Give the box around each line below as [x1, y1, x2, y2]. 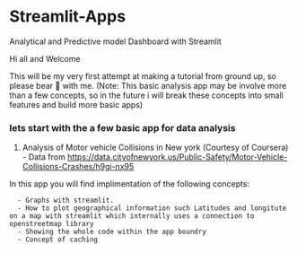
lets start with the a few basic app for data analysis [9, 121, 236, 134]
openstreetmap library [9, 220, 94, 229]
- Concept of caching [17, 235, 99, 244]
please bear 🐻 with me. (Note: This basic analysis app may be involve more [9, 80, 287, 91]
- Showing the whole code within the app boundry [17, 227, 206, 237]
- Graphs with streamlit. [17, 196, 115, 205]
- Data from [22, 152, 66, 162]
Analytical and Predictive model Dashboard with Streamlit [9, 36, 222, 47]
